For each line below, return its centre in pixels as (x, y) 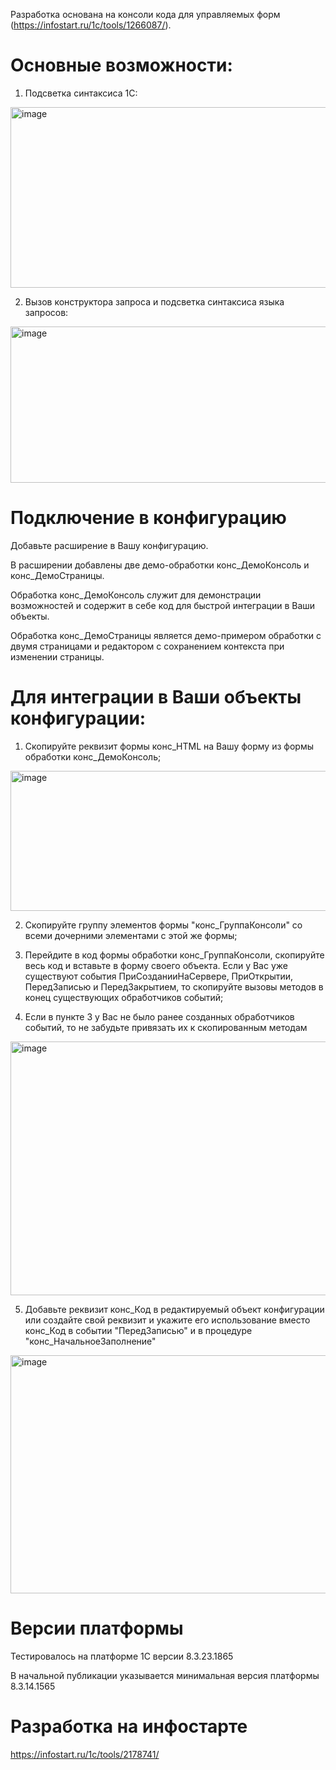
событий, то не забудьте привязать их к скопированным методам (166, 1027)
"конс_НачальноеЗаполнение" (90, 1341)
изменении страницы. (57, 656)
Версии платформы (97, 1628)
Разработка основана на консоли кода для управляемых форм (145, 14)
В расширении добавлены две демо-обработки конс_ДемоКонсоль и (160, 565)
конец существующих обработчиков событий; (124, 997)
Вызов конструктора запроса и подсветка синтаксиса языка (154, 301)
